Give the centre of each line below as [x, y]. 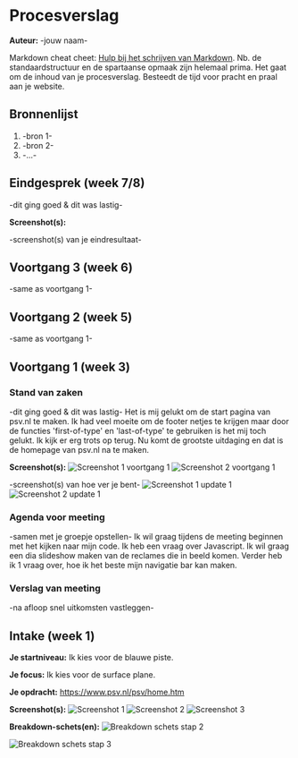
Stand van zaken [46, 392]
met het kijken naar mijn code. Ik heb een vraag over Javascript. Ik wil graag [149, 546]
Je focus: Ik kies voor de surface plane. [83, 675]
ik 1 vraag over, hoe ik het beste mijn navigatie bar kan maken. [124, 566]
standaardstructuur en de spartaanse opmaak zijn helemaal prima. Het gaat [148, 67]
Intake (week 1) [52, 636]
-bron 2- [38, 145]
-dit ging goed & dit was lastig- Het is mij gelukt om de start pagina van [140, 412]
